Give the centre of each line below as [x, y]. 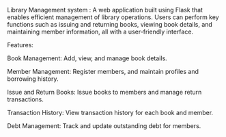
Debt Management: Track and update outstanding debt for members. [104, 126]
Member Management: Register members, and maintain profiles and [103, 72]
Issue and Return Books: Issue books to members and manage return [104, 92]
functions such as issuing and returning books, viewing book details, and [110, 24]
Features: [20, 45]
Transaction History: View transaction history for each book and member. [110, 113]
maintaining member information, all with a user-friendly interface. [100, 32]
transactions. [26, 99]
